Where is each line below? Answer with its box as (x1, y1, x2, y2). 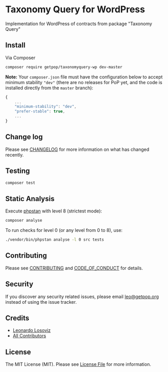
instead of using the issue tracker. (5, 299, 77, 305)
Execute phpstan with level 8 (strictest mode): (5, 208, 102, 214)
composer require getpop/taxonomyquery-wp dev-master (5, 64, 123, 70)
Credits (5, 314, 30, 322)
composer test (5, 180, 36, 185)
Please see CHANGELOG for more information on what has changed (5, 146, 150, 152)
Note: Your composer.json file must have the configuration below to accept (5, 73, 163, 80)
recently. (5, 151, 24, 158)
